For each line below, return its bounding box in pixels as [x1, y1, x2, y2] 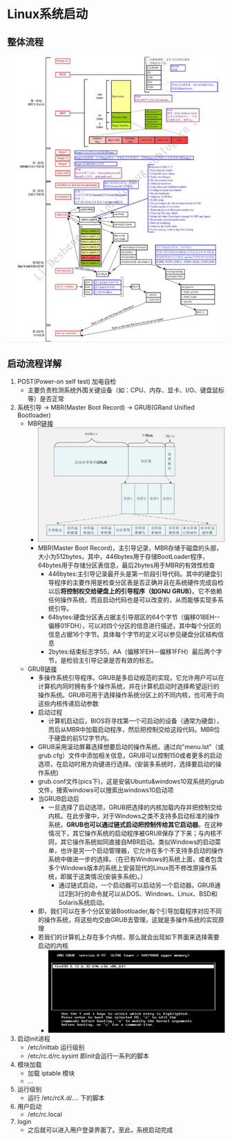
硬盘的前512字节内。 [54, 734, 113, 742]
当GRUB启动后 [37, 794, 79, 802]
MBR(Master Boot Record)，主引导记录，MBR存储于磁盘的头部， [37, 544, 223, 552]
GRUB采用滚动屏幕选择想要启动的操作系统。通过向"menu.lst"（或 [37, 742, 224, 751]
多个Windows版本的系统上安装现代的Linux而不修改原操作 [48, 863, 211, 872]
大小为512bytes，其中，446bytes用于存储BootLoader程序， [37, 552, 209, 560]
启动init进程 [17, 1035, 50, 1043]
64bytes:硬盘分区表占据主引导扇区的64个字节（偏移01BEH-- [48, 613, 220, 621]
